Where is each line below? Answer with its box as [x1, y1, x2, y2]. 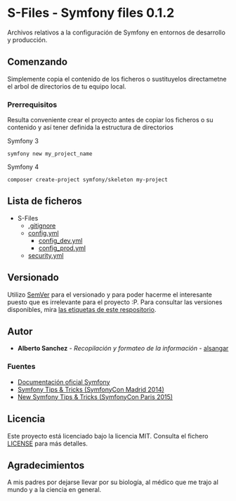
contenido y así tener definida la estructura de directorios [7, 123, 173, 131]
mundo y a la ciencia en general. [7, 486, 102, 494]
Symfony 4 [7, 163, 39, 171]
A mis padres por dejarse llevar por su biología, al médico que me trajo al [7, 478, 219, 486]
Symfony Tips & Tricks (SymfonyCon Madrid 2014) [17, 385, 165, 393]
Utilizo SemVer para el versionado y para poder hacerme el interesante [7, 290, 213, 299]
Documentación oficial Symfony [17, 377, 110, 386]
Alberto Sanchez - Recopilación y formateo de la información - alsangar [17, 344, 229, 353]
